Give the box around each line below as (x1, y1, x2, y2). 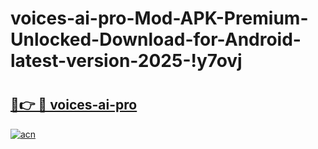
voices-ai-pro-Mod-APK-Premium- (10, 7, 309, 30)
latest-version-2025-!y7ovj (10, 50, 243, 72)
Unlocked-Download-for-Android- (10, 28, 302, 51)
